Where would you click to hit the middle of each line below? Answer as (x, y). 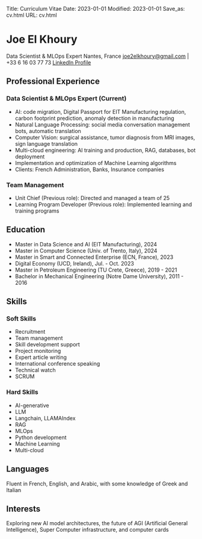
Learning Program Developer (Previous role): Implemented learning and (103, 204)
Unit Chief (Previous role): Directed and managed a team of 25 (92, 198)
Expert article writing (41, 357)
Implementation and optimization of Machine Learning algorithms (96, 163)
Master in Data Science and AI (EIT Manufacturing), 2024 (86, 244)
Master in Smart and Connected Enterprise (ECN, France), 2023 (94, 257)
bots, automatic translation (48, 131)
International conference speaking (57, 364)
